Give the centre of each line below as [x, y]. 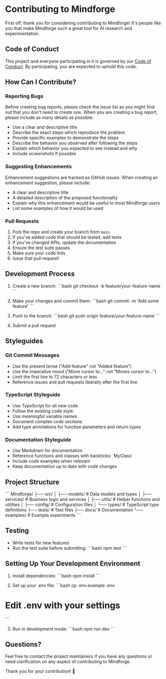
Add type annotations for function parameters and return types [77, 427]
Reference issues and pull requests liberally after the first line [75, 382]
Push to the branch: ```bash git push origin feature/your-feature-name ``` [86, 316]
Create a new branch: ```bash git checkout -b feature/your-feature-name [86, 286]
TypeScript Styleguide [33, 395]
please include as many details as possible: [49, 117]
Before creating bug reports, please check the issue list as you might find [80, 107]
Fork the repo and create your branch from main [61, 232]
